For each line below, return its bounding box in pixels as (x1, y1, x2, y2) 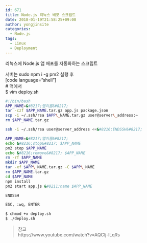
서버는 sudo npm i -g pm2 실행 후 (5, 71, 74, 77)
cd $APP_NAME (5, 174, 33, 179)
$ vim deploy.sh (5, 89, 39, 95)
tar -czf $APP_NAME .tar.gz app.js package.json (5, 108, 109, 113)
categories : (5, 27, 31, 32)
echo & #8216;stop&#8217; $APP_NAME (5, 141, 81, 146)
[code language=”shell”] (5, 77, 57, 83)
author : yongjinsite (5, 21, 50, 27)
